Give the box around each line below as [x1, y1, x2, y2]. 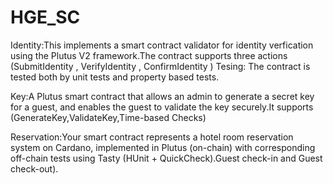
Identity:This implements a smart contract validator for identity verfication [10, 39, 314, 51]
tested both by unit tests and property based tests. [10, 71, 220, 83]
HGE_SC [10, 6, 81, 29]
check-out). [10, 162, 59, 175]
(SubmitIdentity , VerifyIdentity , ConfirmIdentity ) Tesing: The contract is [10, 60, 311, 72]
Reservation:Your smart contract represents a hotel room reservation [10, 131, 294, 143]
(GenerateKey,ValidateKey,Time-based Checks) [10, 111, 207, 123]
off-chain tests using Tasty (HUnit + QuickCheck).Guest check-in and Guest [10, 152, 323, 164]
